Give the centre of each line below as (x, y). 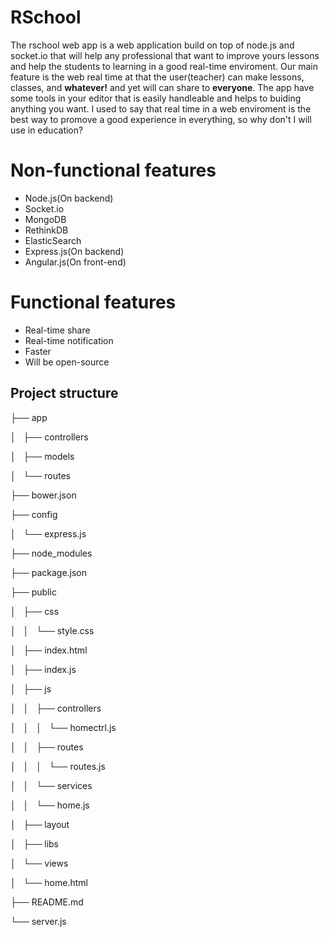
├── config (34, 514)
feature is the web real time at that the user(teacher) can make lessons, (157, 77)
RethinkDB (46, 230)
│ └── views (39, 863)
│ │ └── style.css (52, 630)
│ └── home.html (49, 882)
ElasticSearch (53, 240)
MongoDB (45, 219)
